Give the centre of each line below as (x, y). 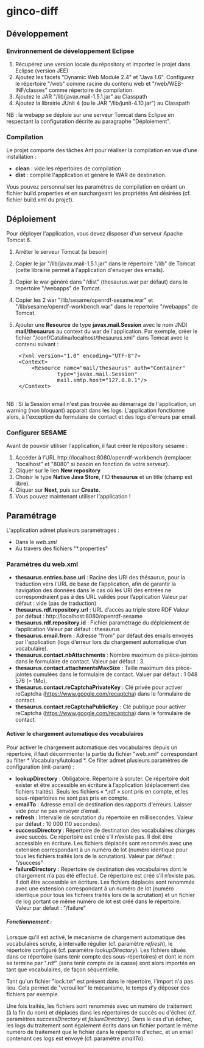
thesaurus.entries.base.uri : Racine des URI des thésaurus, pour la (100, 578)
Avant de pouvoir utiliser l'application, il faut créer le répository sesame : (97, 446)
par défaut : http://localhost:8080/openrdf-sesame (79, 617)
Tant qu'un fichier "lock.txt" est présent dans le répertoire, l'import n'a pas (100, 981)
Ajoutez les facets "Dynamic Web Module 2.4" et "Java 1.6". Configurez (105, 77)
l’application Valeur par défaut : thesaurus (67, 629)
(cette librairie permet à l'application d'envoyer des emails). (90, 270)
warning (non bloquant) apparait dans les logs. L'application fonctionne (96, 410)
